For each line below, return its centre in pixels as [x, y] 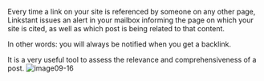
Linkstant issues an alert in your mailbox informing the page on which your [131, 20]
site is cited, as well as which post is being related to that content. [116, 28]
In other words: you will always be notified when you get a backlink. [120, 44]
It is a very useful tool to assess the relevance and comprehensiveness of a [132, 60]
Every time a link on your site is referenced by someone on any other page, [132, 12]
